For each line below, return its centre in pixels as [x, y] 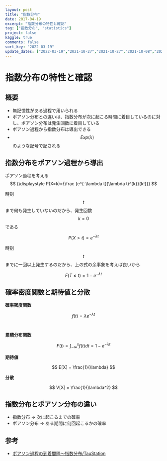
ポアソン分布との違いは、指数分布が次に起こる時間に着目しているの [82, 116]
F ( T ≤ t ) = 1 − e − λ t [83, 275]
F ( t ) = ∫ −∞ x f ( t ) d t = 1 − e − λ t [83, 346]
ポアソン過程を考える [27, 176]
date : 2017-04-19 [23, 19]
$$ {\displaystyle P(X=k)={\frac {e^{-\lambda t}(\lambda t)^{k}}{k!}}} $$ [83, 184]
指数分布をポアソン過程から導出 [54, 163]
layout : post [19, 10]
